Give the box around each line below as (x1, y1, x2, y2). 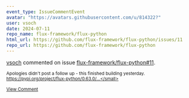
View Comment (6, 86, 38, 92)
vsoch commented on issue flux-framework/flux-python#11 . (6, 58, 156, 66)
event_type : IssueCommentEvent (6, 8, 85, 15)
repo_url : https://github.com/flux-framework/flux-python (6, 43, 156, 49)
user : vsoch (6, 20, 36, 26)
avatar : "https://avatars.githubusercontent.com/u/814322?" (6, 14, 162, 20)
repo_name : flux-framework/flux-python (6, 31, 107, 37)
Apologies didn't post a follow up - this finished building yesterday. (6, 70, 145, 76)
